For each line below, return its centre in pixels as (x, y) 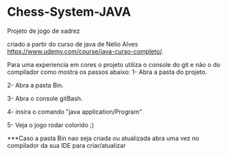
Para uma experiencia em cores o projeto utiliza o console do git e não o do (114, 64)
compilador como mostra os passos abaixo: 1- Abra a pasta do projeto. (107, 72)
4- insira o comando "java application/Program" (75, 112)
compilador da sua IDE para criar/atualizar (67, 145)
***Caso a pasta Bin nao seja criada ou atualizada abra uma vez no (103, 138)
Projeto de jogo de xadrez (44, 31)
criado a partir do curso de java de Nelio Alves (73, 44)
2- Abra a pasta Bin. (35, 85)
